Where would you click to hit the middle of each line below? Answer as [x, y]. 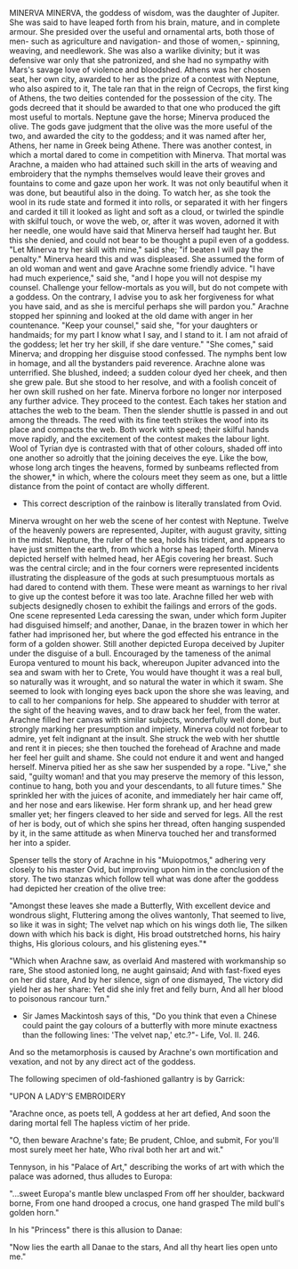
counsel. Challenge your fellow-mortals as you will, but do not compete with [149, 287]
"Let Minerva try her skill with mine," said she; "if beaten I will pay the [137, 250]
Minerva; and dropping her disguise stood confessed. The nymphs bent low [148, 354]
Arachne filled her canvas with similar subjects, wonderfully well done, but [145, 720]
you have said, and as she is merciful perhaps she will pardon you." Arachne [149, 306]
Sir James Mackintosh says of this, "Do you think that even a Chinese [149, 1016]
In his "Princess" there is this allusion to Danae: [96, 1230]
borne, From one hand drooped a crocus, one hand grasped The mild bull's [147, 1203]
